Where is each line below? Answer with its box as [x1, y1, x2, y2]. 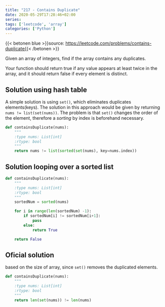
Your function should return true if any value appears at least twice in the [5, 65, 158, 72]
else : [23, 223, 35, 228]
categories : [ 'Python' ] [5, 26, 56, 31]
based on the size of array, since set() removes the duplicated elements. [5, 264, 158, 270]
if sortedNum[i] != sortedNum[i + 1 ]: [23, 214, 101, 219]
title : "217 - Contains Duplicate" [5, 7, 80, 13]
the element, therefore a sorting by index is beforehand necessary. [5, 115, 144, 121]
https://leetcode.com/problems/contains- [65, 40, 152, 46]
